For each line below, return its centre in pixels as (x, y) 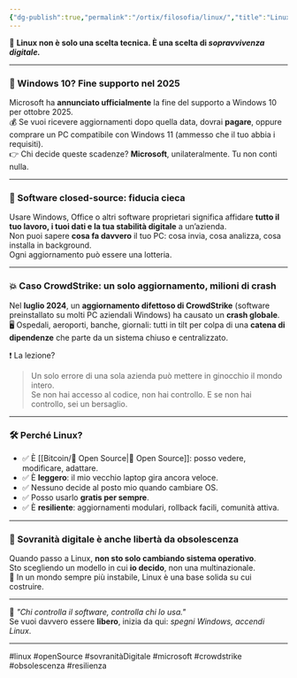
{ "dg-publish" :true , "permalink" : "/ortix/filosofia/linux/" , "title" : (138, 17)
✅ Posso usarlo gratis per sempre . (85, 497)
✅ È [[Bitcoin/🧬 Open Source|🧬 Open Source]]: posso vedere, (133, 458)
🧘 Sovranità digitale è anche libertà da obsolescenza (124, 539)
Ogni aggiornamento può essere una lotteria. (91, 255)
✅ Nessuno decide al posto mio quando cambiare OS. (120, 487)
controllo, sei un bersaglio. (79, 404)
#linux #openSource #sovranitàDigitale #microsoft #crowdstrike (126, 657)
